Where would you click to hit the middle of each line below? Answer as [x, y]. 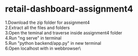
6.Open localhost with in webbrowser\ [43, 48]
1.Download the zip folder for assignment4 [47, 22]
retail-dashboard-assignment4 [69, 9]
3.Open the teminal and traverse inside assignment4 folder [64, 33]
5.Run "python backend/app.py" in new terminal [53, 43]
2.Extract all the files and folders [37, 27]
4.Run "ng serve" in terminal [33, 38]
